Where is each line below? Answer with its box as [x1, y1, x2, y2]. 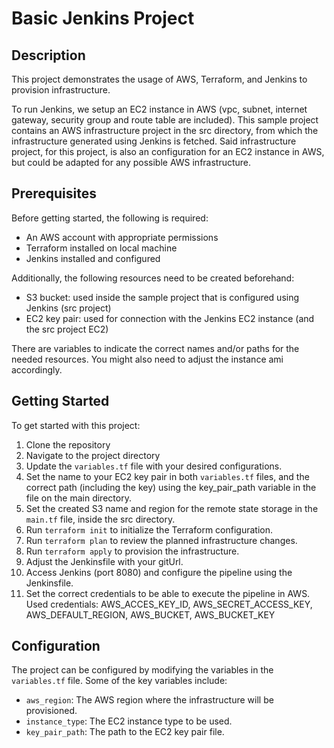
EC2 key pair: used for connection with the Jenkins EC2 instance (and [25, 312, 315, 324]
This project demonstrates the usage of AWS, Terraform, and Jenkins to [11, 73, 308, 85]
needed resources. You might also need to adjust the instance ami [11, 353, 284, 365]
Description [11, 47, 86, 64]
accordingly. [11, 363, 63, 376]
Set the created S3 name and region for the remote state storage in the [25, 502, 319, 514]
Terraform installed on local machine [25, 242, 178, 254]
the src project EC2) [25, 323, 109, 335]
